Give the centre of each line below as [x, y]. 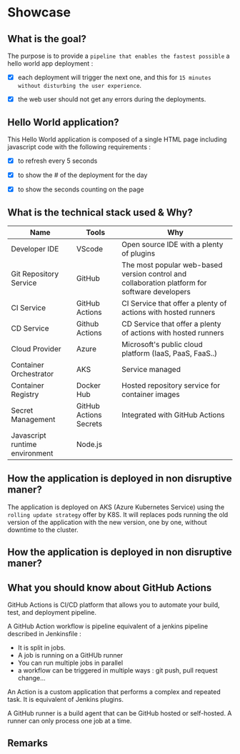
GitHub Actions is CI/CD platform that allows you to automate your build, [114, 605]
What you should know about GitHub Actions [110, 587]
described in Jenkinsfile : [45, 633]
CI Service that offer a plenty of [174, 303]
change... [32, 678]
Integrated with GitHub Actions [173, 415]
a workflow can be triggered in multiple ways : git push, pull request [117, 670]
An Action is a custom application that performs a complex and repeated [114, 692]
